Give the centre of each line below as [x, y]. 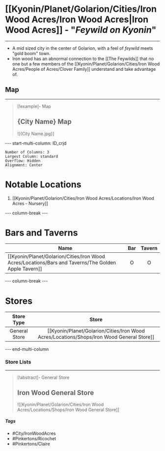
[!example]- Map [34, 106]
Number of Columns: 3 [27, 152]
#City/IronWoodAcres [34, 433]
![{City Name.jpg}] [36, 133]
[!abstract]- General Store [43, 377]
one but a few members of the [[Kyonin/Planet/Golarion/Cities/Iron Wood [86, 64]
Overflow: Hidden [23, 161]
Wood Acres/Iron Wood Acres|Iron [77, 19]
